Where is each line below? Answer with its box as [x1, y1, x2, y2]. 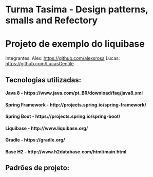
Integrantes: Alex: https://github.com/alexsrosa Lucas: [5, 55, 120, 61]
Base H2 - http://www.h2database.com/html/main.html [5, 149, 127, 155]
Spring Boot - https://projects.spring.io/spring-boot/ [5, 113, 121, 119]
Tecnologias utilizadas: [5, 76, 81, 84]
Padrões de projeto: [5, 164, 70, 172]
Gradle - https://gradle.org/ [5, 137, 65, 143]
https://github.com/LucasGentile [5, 61, 74, 67]
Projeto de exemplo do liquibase [5, 38, 145, 50]
